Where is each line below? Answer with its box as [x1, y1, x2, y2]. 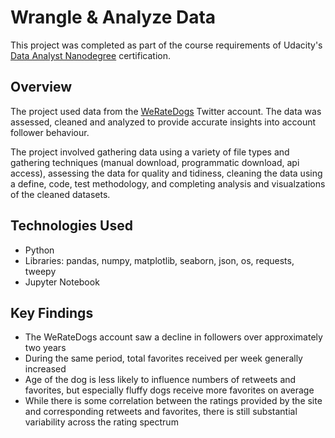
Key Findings [10, 304, 94, 321]
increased [24, 363, 67, 375]
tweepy [24, 265, 57, 277]
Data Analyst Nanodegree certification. [10, 49, 171, 61]
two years [24, 342, 67, 354]
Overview [10, 79, 73, 96]
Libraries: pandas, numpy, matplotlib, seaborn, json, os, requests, [24, 254, 295, 266]
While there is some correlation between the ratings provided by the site [24, 395, 323, 407]
